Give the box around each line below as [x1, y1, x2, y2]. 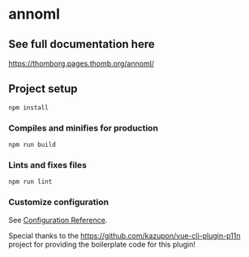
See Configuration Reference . [8, 215, 108, 225]
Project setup [8, 82, 79, 96]
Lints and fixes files [8, 160, 88, 171]
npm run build [8, 141, 57, 149]
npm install [8, 103, 49, 112]
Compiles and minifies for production [8, 122, 158, 134]
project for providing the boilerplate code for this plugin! [8, 239, 196, 249]
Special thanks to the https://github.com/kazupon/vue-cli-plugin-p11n [8, 230, 241, 240]
